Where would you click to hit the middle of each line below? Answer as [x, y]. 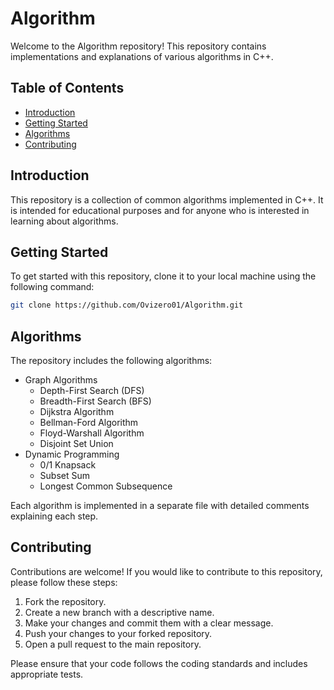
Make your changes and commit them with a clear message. [149, 623]
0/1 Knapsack [68, 465]
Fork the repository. [65, 601]
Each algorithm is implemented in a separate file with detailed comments [160, 506]
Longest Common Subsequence [106, 486]
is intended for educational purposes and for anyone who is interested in [160, 210]
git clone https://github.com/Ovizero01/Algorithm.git [127, 305]
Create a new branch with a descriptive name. [119, 612]
